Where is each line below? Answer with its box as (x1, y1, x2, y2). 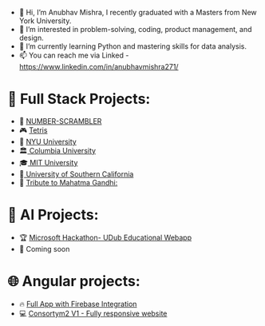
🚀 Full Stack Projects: (7, 90, 151, 108)
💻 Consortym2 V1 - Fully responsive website (18, 308, 168, 318)
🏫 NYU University (18, 137, 77, 146)
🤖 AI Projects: (7, 206, 99, 224)
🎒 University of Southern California (18, 169, 134, 179)
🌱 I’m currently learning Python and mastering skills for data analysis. (18, 42, 247, 51)
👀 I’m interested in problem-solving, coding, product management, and (18, 25, 252, 34)
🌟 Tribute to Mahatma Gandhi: (18, 177, 118, 187)
